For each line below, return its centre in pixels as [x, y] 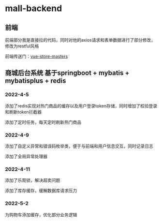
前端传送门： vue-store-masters [37, 56]
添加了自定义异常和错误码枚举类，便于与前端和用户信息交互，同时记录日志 [79, 146]
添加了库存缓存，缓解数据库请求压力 [41, 191]
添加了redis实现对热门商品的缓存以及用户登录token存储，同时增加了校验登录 [81, 106]
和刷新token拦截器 [23, 112]
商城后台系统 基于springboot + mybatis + [67, 73]
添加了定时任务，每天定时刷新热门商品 [43, 122]
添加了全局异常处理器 [26, 156]
